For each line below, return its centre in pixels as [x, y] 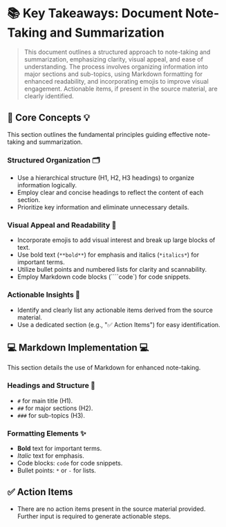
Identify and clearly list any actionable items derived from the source [115, 310]
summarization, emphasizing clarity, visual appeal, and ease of [114, 59]
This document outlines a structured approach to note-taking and [117, 52]
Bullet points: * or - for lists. [57, 470]
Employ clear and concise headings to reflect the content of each [110, 193]
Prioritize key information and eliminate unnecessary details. [103, 207]
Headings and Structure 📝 [51, 386]
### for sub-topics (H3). [51, 415]
